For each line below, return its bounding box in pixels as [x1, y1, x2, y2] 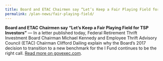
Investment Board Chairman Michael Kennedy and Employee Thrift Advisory [5, 35, 157, 41]
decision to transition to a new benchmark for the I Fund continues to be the [5, 45, 157, 51]
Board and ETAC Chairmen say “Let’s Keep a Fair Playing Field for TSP [5, 24, 149, 30]
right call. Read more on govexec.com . [5, 50, 82, 56]
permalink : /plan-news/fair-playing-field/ [5, 12, 95, 16]
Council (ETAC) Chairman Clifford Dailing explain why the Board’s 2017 [5, 40, 146, 46]
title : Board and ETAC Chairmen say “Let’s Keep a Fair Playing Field [5, 7, 151, 12]
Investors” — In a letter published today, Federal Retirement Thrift [5, 30, 137, 36]
